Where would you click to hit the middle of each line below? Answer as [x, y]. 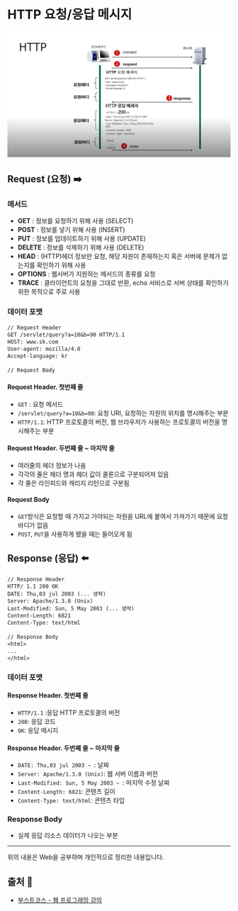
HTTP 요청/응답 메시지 [70, 15]
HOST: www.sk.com [33, 342]
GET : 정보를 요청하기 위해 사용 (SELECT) [75, 221]
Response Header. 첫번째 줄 [48, 695]
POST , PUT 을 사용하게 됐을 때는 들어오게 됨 [75, 534]
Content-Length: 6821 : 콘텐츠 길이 [66, 792]
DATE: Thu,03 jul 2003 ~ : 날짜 [63, 765]
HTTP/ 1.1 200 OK [33, 586]
